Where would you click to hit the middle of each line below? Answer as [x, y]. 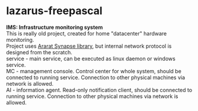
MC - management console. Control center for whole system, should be [94, 71]
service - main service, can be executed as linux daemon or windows [91, 58]
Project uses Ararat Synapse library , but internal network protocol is [89, 46]
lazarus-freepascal [54, 11]
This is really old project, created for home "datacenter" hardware [87, 33]
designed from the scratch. [39, 52]
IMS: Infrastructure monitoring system [55, 27]
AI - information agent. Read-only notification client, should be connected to [99, 90]
